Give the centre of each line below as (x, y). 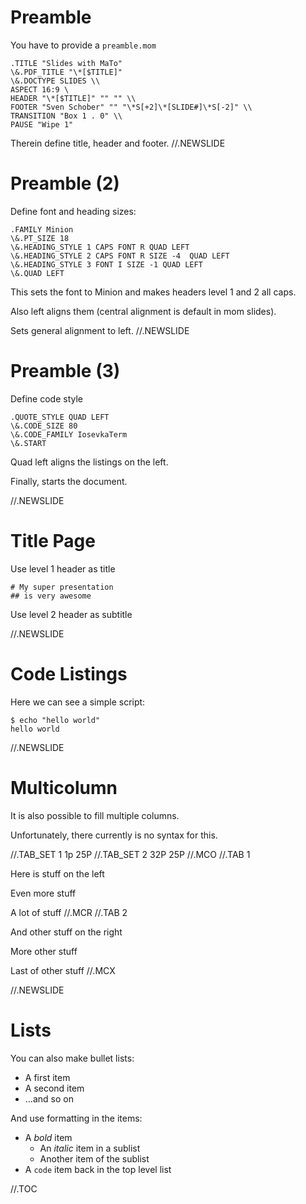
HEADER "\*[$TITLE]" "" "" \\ (73, 98)
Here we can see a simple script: (78, 702)
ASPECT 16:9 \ (40, 89)
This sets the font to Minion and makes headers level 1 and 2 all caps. (153, 292)
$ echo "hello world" (55, 720)
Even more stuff (43, 893)
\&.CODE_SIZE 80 (44, 426)
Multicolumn (64, 787)
